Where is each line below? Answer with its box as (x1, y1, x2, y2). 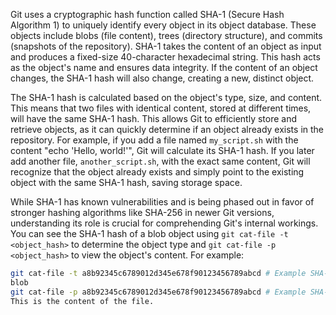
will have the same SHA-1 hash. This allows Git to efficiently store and (10, 113, 298, 124)
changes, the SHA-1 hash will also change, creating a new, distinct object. (10, 72, 315, 84)
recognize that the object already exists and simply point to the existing (10, 166, 305, 178)
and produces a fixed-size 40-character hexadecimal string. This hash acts (10, 51, 321, 63)
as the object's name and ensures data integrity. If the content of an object (10, 62, 318, 73)
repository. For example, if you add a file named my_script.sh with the (10, 134, 299, 146)
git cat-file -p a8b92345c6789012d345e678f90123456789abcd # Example (10, 287, 307, 297)
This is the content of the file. (10, 296, 155, 306)
